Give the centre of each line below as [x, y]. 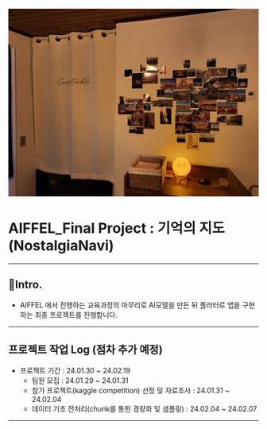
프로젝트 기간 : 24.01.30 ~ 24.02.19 [75, 370]
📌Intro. [25, 285]
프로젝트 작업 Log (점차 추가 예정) [85, 350]
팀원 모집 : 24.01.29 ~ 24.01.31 [80, 380]
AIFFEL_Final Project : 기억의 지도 [116, 228]
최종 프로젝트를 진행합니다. [76, 315]
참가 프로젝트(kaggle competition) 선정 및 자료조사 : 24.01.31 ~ [131, 390]
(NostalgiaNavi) [61, 246]
